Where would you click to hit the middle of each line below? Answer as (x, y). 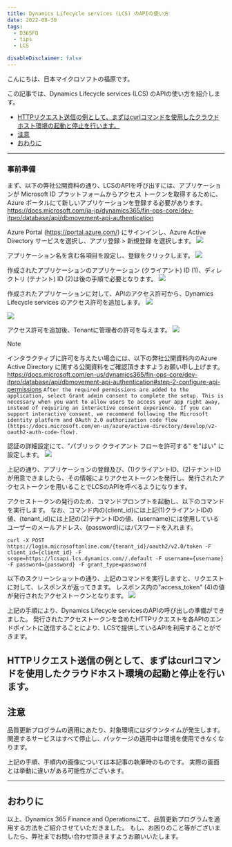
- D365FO (26, 33)
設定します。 (25, 455)
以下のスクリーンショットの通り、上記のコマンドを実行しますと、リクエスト (116, 578)
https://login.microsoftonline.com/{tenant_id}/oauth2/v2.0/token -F (109, 547)
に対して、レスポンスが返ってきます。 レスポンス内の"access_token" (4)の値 (116, 587)
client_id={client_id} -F (44, 553)
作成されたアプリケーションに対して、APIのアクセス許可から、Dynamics (110, 294)
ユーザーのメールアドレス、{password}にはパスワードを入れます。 (102, 528)
